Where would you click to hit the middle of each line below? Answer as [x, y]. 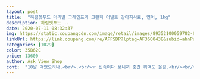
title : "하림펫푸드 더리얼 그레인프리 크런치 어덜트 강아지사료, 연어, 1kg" [88, 17]
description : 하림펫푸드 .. [38, 23]
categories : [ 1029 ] [30, 45]
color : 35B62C [24, 50]
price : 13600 [22, 56]
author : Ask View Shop [34, 61]
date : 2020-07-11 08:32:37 [40, 28]
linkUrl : [17, 39]
